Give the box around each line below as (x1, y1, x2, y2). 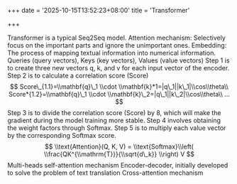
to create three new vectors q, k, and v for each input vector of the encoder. (7, 64, 230, 72)
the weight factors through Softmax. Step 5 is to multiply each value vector (7, 124, 226, 132)
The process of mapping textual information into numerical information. (7, 49, 216, 57)
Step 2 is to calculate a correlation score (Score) (7, 71, 149, 80)
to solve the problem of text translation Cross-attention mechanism (7, 168, 204, 177)
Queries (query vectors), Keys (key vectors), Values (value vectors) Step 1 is (7, 56, 230, 65)
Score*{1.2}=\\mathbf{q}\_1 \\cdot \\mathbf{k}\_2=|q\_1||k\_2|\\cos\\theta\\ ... (8, 90, 231, 98)
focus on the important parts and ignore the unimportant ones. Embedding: (7, 41, 227, 49)
